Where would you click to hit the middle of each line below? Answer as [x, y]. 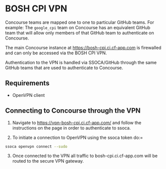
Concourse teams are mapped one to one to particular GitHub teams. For [80, 22]
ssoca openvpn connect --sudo [36, 146]
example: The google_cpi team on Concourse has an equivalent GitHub [78, 27]
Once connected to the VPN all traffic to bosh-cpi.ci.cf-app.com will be [85, 156]
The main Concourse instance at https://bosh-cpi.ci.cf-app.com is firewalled [83, 47]
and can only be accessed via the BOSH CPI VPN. [56, 53]
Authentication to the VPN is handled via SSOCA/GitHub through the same [81, 62]
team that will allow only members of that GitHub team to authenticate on [80, 33]
